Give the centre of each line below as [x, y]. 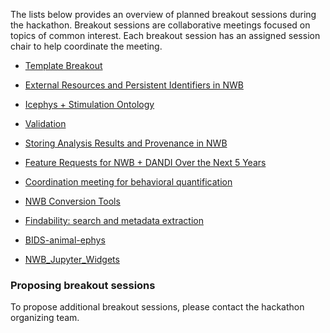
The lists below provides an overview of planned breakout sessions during [163, 14]
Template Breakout [63, 65]
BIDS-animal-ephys [65, 240]
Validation [45, 123]
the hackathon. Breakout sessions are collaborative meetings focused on [160, 25]
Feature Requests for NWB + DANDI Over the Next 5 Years [145, 162]
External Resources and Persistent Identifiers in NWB [134, 85]
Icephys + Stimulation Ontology [89, 104]
